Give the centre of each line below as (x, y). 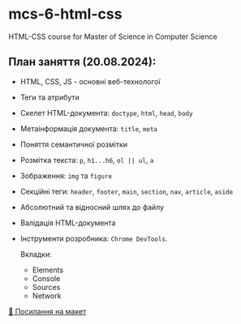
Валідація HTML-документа (68, 223)
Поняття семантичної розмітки (74, 144)
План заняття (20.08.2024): (82, 62)
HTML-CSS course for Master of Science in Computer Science (113, 36)
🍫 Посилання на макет (47, 311)
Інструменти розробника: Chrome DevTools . (94, 238)
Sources (46, 287)
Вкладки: (36, 254)
